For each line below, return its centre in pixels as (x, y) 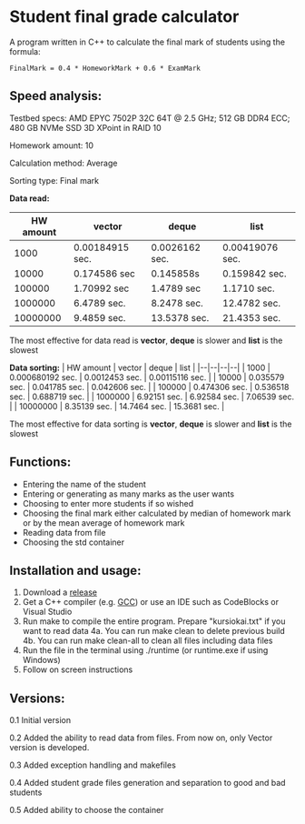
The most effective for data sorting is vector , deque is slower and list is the (151, 424)
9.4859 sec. (99, 317)
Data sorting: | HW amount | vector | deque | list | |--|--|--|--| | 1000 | (140, 367)
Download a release (60, 592)
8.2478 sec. (177, 303)
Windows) (41, 660)
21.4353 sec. (251, 317)
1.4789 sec (176, 288)
